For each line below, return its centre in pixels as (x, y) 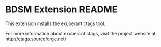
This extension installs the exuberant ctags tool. (56, 24)
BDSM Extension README (61, 9)
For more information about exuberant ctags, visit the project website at (81, 33)
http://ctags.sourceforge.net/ (36, 39)
